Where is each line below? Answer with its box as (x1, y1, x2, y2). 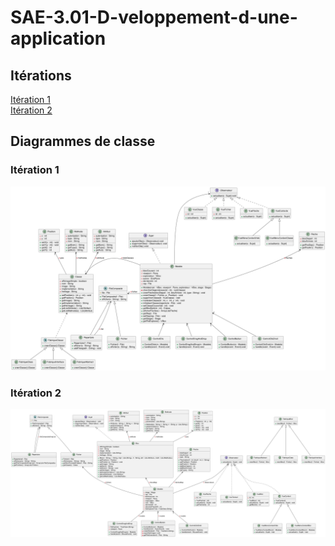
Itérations (10, 67, 72, 84)
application (10, 27, 107, 50)
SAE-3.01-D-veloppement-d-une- (10, 6, 298, 29)
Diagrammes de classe (10, 133, 156, 150)
